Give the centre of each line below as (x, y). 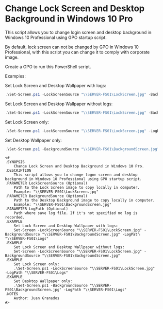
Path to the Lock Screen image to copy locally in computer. (77, 188)
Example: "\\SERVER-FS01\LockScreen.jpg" (56, 192)
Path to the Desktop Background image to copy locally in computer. (84, 200)
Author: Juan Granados (37, 298)
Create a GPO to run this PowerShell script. (48, 67)
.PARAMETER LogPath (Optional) (37, 209)
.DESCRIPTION (18, 171)
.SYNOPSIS (15, 162)
